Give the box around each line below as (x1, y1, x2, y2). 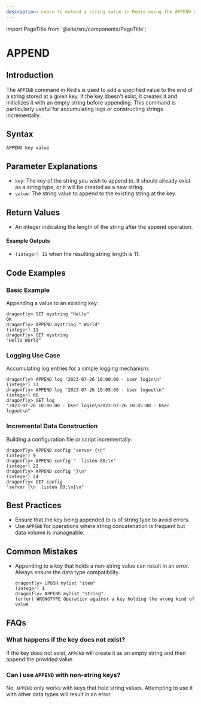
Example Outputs (6, 237, 50, 244)
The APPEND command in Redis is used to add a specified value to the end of (6, 86, 193, 93)
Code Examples (6, 268, 66, 278)
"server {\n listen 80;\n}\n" (6, 484, 84, 490)
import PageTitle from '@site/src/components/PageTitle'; (6, 25, 147, 32)
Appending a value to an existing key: (6, 299, 99, 306)
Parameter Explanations (6, 161, 98, 171)
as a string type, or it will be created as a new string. (14, 184, 145, 191)
